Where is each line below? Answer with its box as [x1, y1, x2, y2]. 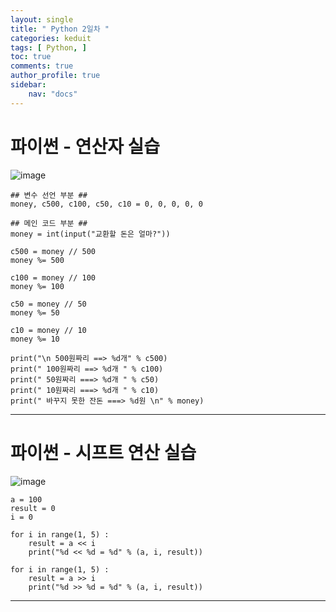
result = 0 [10, 503, 56, 513]
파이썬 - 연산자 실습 [10, 135, 161, 158]
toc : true [10, 52, 52, 62]
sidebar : [10, 80, 47, 90]
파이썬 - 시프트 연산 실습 [10, 441, 197, 464]
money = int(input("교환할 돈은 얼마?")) [10, 229, 171, 239]
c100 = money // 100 [10, 272, 97, 283]
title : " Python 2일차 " [10, 24, 110, 34]
